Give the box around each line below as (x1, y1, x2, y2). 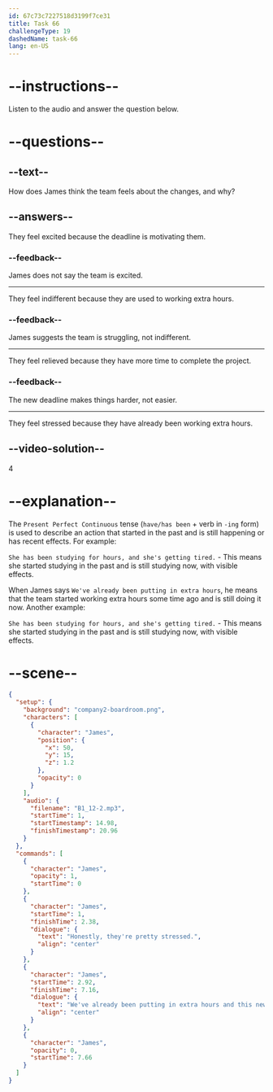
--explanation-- (8, 491, 117, 510)
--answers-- (8, 210, 73, 224)
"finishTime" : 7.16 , (29, 985, 100, 994)
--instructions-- (8, 77, 119, 96)
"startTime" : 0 (29, 880, 82, 888)
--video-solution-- (8, 442, 105, 456)
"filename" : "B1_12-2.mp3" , (29, 804, 126, 812)
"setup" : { (15, 698, 53, 706)
